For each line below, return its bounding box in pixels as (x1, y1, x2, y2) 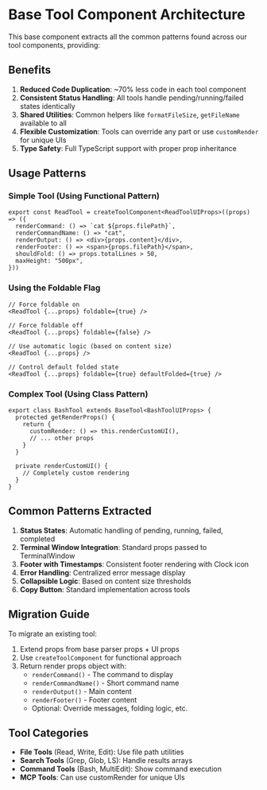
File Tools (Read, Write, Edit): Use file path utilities (19, 747, 184, 757)
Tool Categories (8, 726, 89, 740)
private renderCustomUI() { (15, 463, 109, 471)
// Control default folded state (8, 363, 119, 371)
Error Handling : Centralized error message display (19, 567, 186, 577)
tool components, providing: (8, 40, 101, 49)
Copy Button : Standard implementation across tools (19, 584, 191, 594)
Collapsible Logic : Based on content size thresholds (19, 576, 192, 586)
